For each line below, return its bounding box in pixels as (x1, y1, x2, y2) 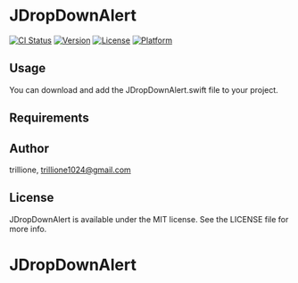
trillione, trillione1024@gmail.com (9, 164, 131, 175)
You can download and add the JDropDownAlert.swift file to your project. (9, 84, 278, 95)
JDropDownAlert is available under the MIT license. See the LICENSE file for (9, 213, 289, 224)
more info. (9, 223, 47, 234)
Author (9, 140, 49, 156)
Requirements (9, 111, 89, 126)
